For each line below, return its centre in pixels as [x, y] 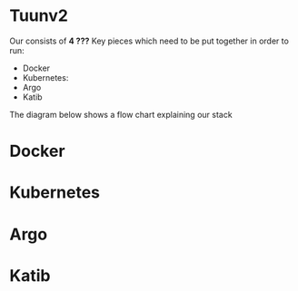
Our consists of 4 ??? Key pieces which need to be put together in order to [149, 41]
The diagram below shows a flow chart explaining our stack [121, 114]
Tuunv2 [39, 16]
